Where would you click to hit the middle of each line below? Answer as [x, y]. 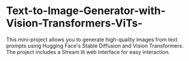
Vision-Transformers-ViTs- [74, 23]
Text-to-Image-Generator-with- [86, 11]
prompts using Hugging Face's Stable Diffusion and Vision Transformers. [95, 46]
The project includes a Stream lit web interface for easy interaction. [88, 52]
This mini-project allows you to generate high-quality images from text [92, 39]
